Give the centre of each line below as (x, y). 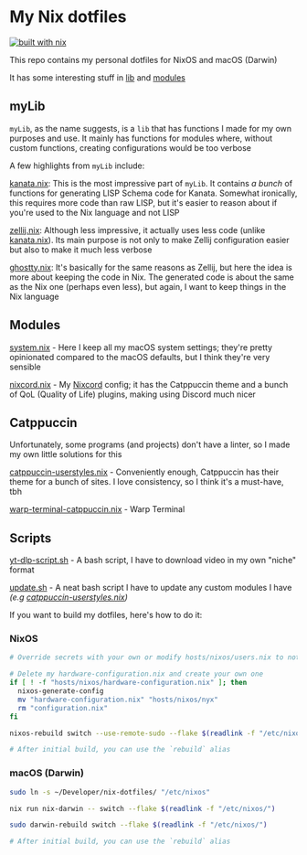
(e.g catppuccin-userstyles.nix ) (69, 597)
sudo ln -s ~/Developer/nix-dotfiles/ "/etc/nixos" (110, 792)
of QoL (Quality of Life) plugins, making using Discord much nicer (132, 394)
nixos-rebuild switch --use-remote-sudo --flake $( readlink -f (132, 733)
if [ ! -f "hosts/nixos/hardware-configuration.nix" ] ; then (128, 683)
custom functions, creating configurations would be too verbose (130, 147)
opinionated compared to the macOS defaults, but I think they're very (140, 357)
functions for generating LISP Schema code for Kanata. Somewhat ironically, (153, 193)
